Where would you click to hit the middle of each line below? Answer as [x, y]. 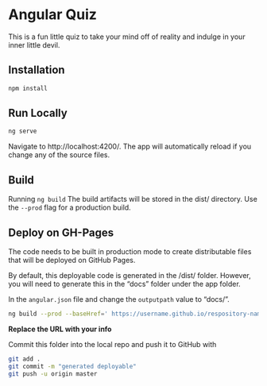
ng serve [23, 131]
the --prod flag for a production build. [70, 207]
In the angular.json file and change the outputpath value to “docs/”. [119, 299]
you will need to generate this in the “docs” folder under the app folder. [124, 284]
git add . [25, 359]
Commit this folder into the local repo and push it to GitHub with [112, 344]
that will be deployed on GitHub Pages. [72, 260]
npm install [28, 88]
